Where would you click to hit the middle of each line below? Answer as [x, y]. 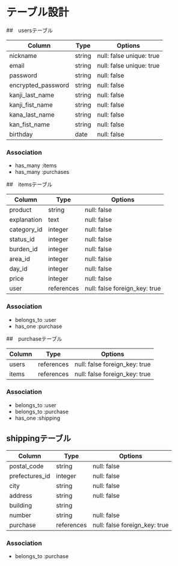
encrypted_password [39, 85]
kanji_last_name [32, 95]
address [21, 495]
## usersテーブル [29, 30]
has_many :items [36, 166]
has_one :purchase [38, 326]
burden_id [23, 249]
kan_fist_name [29, 124]
